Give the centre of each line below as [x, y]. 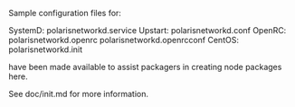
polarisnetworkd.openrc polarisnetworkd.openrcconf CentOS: [124, 40]
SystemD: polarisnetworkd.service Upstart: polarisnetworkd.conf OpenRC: [147, 30]
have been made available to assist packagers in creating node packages [145, 67]
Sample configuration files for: [65, 13]
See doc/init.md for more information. [78, 94]
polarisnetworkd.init [46, 49]
